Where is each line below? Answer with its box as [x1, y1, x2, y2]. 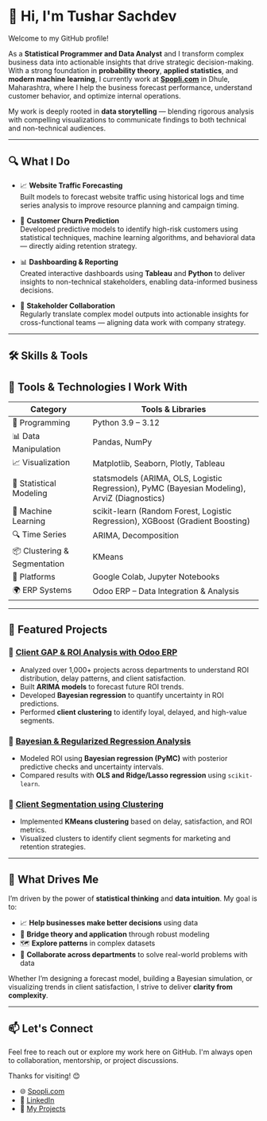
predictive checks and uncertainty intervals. [19, 762, 164, 771]
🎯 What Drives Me [8, 872, 99, 886]
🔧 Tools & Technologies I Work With [8, 380, 188, 394]
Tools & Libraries [141, 403, 207, 414]
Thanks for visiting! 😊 [8, 1071, 81, 1080]
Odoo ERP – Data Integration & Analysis [92, 586, 240, 597]
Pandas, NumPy [92, 436, 153, 448]
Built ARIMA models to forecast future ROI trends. [19, 681, 184, 691]
